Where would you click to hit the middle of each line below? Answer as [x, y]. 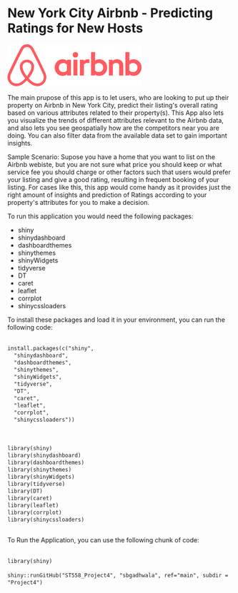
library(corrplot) [35, 512]
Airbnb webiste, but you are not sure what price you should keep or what [115, 164]
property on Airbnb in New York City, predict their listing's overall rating [113, 105]
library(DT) [25, 491]
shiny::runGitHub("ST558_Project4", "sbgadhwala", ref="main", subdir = [118, 575]
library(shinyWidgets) [41, 477]
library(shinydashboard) [44, 455]
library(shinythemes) [40, 470]
